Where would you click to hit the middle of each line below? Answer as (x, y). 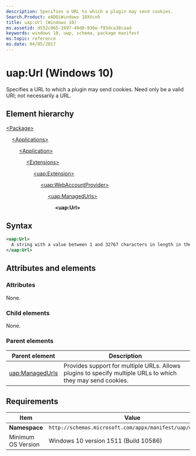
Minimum (22, 437)
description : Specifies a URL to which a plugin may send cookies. (90, 11)
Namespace (26, 428)
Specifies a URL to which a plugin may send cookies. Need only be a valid (95, 89)
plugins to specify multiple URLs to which (120, 373)
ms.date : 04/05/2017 (31, 44)
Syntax (19, 226)
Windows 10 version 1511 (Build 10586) (105, 441)
